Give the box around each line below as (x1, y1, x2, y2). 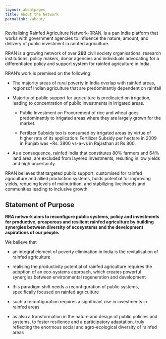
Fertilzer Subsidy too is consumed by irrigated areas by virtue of (19, 130, 151, 136)
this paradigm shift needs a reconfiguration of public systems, (12, 284, 139, 290)
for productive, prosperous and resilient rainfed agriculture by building (5, 219, 154, 225)
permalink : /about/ (5, 16, 46, 21)
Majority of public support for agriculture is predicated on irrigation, (12, 95, 151, 101)
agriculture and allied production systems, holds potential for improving (5, 176, 151, 182)
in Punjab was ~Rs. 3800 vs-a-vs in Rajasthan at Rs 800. (19, 140, 136, 146)
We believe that (5, 239, 37, 245)
